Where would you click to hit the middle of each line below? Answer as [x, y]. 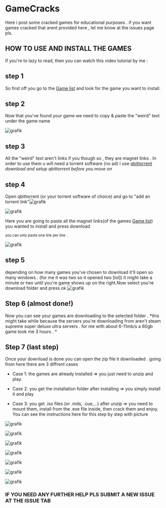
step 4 [15, 184]
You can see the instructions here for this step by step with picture [80, 414]
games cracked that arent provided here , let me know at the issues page [80, 27]
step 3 [15, 146]
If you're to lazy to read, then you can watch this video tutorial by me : [77, 61]
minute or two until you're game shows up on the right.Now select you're [80, 283]
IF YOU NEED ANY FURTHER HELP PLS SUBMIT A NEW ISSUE [80, 495]
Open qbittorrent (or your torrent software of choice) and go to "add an [78, 196]
